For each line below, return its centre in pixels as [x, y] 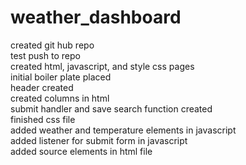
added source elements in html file [81, 151]
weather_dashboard [96, 17]
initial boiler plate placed [61, 77]
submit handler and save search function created [111, 108]
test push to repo [45, 55]
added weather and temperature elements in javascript [123, 130]
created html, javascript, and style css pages [102, 66]
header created [42, 87]
